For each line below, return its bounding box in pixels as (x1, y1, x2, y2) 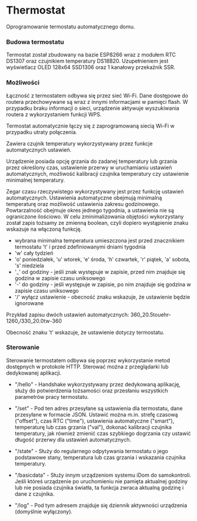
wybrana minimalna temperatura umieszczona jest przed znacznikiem (14, 237, 185, 244)
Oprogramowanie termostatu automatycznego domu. (6, 23, 136, 30)
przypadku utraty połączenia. (6, 128, 78, 136)
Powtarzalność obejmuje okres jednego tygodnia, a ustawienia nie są (6, 207, 174, 214)
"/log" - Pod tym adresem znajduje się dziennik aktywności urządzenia (14, 502, 188, 509)
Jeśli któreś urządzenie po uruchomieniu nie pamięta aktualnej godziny (14, 477, 188, 484)
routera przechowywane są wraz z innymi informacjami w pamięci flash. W (6, 98, 188, 105)
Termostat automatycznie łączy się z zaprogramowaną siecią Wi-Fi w (6, 122, 175, 129)
